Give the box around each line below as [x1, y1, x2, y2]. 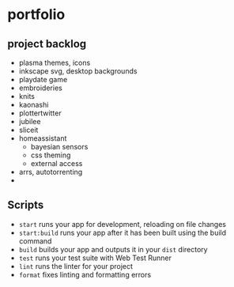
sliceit [18, 125, 39, 134]
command [18, 236, 52, 246]
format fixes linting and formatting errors [18, 270, 152, 279]
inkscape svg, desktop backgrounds [18, 66, 138, 76]
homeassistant [18, 134, 67, 143]
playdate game [18, 75, 68, 84]
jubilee [18, 117, 41, 126]
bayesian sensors [30, 142, 89, 151]
